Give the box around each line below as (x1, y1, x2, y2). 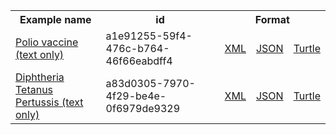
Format (254, 13, 290, 26)
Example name (19, 13, 92, 26)
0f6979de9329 (105, 102, 181, 115)
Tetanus (15, 83, 54, 96)
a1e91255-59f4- (105, 29, 193, 43)
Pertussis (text (15, 95, 84, 109)
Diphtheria (15, 70, 65, 84)
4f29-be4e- (105, 89, 167, 103)
